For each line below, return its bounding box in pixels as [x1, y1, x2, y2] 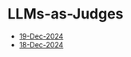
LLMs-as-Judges [7, 5, 124, 23]
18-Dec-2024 [18, 39, 64, 49]
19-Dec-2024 [18, 31, 64, 41]
